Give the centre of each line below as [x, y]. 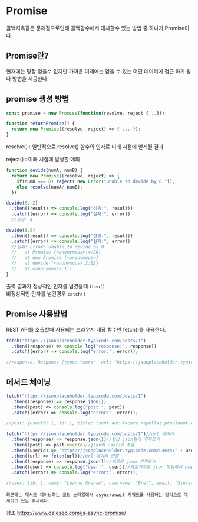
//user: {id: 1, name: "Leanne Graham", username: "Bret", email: [89, 483]
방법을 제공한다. [30, 79]
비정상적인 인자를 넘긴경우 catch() [46, 293]
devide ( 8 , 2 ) [22, 203]
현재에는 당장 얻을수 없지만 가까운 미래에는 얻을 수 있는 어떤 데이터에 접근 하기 [96, 71]
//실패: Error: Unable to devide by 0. [59, 247]
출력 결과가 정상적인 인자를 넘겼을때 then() [56, 286]
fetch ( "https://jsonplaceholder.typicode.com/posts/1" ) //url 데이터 [90, 434]
